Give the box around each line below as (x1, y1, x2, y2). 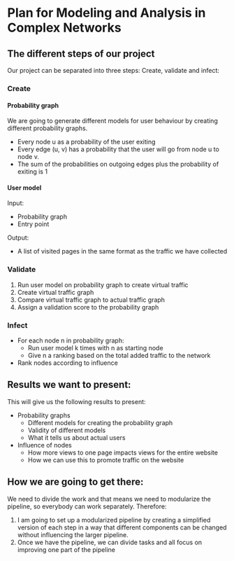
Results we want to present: (7, 379, 131, 391)
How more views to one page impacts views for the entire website (27, 448, 219, 457)
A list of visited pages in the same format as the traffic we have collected (17, 247, 228, 256)
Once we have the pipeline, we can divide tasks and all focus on (17, 538, 203, 546)
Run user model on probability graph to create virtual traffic (17, 280, 189, 289)
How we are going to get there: (7, 476, 144, 488)
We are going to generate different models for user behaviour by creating (7, 117, 218, 125)
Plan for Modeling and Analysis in (7, 5, 206, 21)
